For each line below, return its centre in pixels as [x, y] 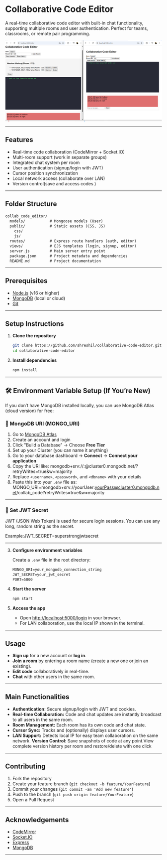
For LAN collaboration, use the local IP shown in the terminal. [82, 623]
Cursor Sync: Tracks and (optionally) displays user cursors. [74, 730]
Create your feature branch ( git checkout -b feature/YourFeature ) [81, 784]
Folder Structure [31, 204]
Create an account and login [41, 440]
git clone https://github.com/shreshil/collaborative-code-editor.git [87, 346]
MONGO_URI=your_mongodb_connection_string [57, 570]
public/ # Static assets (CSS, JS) [58, 226]
